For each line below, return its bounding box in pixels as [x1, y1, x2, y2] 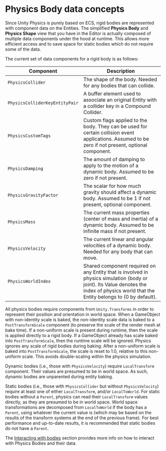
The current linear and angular [83, 235, 154, 242]
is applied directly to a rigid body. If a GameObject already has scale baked [5, 332, 158, 338]
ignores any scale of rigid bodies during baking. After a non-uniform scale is [5, 343, 161, 349]
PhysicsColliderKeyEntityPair [7, 100, 79, 106]
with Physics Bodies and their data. [5, 440, 77, 446]
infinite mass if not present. [83, 227, 147, 234]
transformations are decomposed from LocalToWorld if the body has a [5, 404, 147, 410]
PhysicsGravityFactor [7, 192, 58, 198]
